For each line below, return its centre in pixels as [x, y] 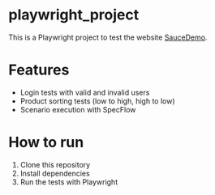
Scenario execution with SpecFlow [78, 109]
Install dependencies [55, 173]
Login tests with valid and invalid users [85, 92]
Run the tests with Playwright [69, 182]
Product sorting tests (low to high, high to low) [97, 101]
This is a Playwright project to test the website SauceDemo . [108, 37]
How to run [46, 142]
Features [39, 70]
